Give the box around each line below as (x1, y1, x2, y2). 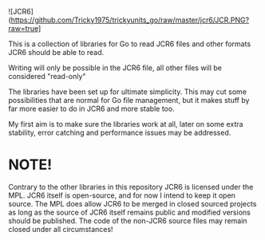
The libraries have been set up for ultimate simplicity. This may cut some (8, 87, 247, 96)
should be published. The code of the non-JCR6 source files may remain (8, 215, 247, 226)
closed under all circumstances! (8, 224, 113, 234)
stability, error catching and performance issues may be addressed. (8, 128, 231, 137)
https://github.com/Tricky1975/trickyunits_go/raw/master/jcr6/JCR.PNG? (10, 15, 250, 25)
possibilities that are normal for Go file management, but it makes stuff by (8, 96, 250, 104)
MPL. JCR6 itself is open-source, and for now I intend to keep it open (8, 191, 235, 200)
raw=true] (8, 24, 42, 33)
